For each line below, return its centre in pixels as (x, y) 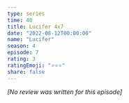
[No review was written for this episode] (65, 92)
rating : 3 (22, 59)
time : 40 (20, 20)
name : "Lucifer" (31, 40)
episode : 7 (23, 53)
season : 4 (22, 46)
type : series (26, 14)
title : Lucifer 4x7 (36, 26)
